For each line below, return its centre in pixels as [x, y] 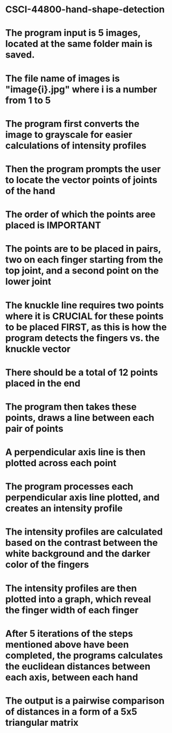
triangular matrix [42, 723]
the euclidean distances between [78, 666]
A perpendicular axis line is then [75, 452]
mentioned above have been [67, 644]
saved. [20, 55]
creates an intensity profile [64, 509]
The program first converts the [72, 124]
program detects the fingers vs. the [83, 338]
